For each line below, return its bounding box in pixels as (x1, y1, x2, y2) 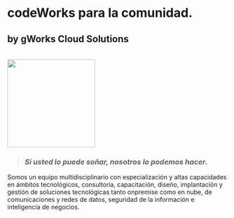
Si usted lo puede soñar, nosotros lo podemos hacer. (24, 157, 208, 167)
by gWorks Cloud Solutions (7, 33, 130, 45)
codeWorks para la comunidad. (7, 5, 193, 21)
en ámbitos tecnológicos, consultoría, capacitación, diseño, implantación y (7, 181, 223, 189)
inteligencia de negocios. (7, 203, 80, 212)
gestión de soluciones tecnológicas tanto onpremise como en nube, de (7, 188, 212, 196)
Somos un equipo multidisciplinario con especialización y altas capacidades (7, 173, 227, 181)
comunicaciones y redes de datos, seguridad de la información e (7, 195, 195, 204)
